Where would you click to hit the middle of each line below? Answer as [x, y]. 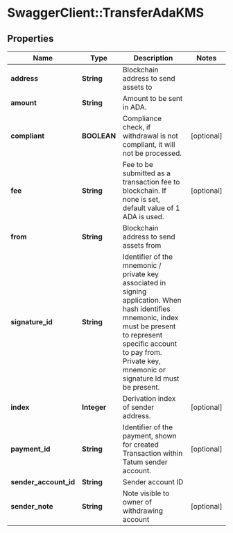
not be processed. [152, 153]
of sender [138, 407]
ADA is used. [143, 217]
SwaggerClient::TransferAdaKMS [106, 13]
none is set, [141, 199]
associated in [144, 283]
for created [141, 445]
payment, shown [149, 436]
